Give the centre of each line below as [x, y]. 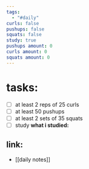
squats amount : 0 [28, 57]
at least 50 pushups [40, 111]
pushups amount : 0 [29, 46]
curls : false [23, 23]
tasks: [22, 88]
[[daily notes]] [32, 159]
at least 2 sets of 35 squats [49, 118]
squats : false [24, 35]
